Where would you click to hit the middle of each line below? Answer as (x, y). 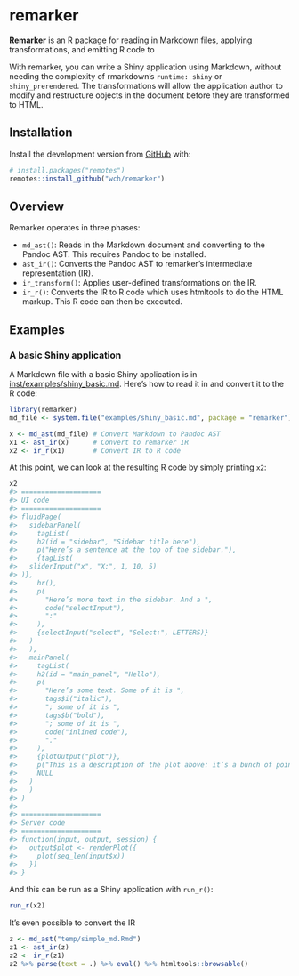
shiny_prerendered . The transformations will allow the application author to (146, 85)
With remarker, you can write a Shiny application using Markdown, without (145, 67)
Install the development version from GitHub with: (100, 154)
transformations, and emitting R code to (82, 49)
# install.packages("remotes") (67, 170)
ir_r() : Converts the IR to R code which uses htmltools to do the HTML (153, 292)
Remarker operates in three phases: (75, 228)
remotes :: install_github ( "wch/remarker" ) (87, 179)
